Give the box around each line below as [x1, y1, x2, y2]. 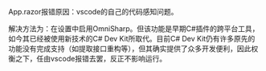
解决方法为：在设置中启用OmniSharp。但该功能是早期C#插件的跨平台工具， [8, 24, 260, 34]
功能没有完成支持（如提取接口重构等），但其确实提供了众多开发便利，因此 [8, 44, 252, 53]
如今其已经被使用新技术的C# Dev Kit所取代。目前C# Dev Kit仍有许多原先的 [8, 34, 256, 43]
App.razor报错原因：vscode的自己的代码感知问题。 [8, 7, 178, 16]
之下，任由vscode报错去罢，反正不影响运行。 [14, 54, 167, 63]
